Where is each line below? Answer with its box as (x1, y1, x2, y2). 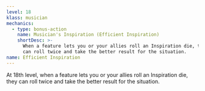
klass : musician (6, 15, 48, 21)
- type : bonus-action (12, 26, 67, 32)
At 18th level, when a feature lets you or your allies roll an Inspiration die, (6, 71, 188, 78)
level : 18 (6, 9, 32, 15)
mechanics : (6, 20, 34, 26)
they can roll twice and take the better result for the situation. (6, 78, 160, 85)
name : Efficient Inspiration (6, 54, 81, 60)
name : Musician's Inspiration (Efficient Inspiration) (17, 32, 160, 38)
